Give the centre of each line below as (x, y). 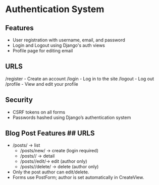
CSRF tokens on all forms (39, 112)
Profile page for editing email (43, 51)
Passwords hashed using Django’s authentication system (72, 117)
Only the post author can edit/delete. (51, 172)
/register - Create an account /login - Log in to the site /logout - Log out (80, 79)
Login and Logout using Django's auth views (59, 45)
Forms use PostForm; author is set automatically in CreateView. (78, 177)
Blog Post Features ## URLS (50, 133)
